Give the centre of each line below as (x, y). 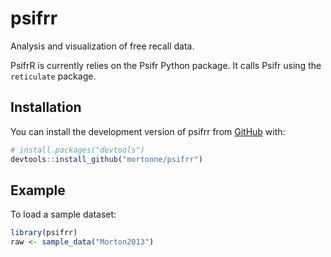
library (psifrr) (44, 233)
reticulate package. (53, 76)
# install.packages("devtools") (77, 150)
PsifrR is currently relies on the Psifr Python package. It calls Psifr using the (166, 65)
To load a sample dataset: (63, 214)
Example (38, 190)
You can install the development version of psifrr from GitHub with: (148, 131)
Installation (46, 107)
